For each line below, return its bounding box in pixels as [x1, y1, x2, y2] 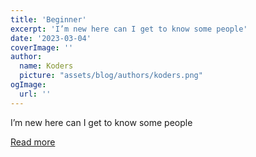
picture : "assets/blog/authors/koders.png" [19, 71, 203, 81]
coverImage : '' [10, 42, 74, 53]
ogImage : [10, 80, 47, 90]
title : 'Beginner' [10, 14, 87, 25]
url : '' [19, 89, 52, 99]
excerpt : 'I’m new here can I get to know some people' [10, 24, 248, 34]
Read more [10, 136, 56, 148]
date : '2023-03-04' [10, 33, 92, 43]
